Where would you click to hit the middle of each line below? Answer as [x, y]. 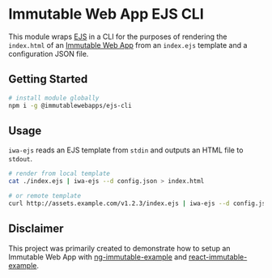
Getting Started [48, 79]
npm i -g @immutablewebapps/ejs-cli [70, 105]
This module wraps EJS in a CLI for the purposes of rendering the [118, 36]
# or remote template [45, 196]
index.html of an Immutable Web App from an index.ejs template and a [128, 45]
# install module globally [54, 98]
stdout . [20, 159]
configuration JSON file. [49, 53]
